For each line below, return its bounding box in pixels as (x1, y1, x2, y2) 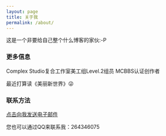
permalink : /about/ (6, 20, 54, 25)
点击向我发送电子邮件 (6, 111, 58, 118)
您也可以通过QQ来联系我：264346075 (6, 123, 100, 130)
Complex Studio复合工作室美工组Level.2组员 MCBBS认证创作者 (6, 67, 161, 75)
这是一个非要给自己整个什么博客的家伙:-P (6, 37, 107, 44)
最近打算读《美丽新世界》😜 (6, 80, 74, 87)
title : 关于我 (6, 14, 38, 20)
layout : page (6, 8, 38, 15)
